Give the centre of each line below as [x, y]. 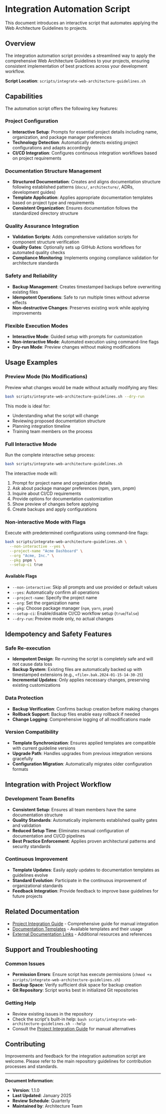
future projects [27, 896]
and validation [26, 825]
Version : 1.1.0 [26, 1090]
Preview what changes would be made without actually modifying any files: [82, 387]
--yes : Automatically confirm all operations [56, 592]
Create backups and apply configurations [55, 509]
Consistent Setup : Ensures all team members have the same [74, 809]
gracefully [22, 758]
